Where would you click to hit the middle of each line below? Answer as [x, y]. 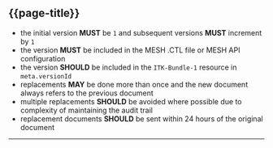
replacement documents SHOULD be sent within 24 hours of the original [141, 118]
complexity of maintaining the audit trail [86, 110]
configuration [43, 58]
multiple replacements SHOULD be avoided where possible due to [131, 101]
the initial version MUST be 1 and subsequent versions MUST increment [141, 32]
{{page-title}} [44, 13]
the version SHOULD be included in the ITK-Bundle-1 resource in [128, 67]
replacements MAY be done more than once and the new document [134, 84]
